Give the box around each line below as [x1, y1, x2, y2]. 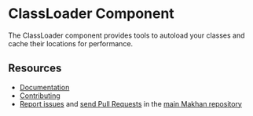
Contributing [19, 91, 60, 100]
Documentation [19, 82, 70, 92]
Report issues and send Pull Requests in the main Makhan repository [19, 99, 242, 108]
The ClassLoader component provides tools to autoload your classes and [8, 31, 245, 40]
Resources [8, 62, 62, 75]
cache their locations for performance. [8, 38, 134, 48]
